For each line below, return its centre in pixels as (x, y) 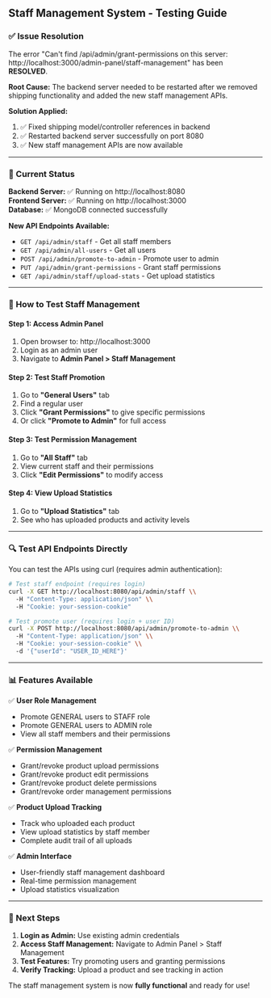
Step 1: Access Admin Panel (56, 323)
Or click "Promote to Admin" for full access (93, 421)
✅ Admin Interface (40, 857)
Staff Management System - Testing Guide (118, 13)
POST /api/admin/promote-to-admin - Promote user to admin (119, 259)
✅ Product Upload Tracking (55, 807)
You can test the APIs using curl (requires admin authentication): (115, 570)
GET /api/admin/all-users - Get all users (88, 250)
